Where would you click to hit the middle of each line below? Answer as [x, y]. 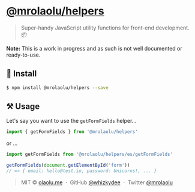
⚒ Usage [23, 107]
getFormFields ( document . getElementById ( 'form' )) [68, 166]
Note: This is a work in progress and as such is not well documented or [94, 48]
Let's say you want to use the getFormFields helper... [71, 121]
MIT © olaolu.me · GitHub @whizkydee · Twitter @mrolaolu [97, 182]
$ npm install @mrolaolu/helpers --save [58, 88]
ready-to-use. [23, 55]
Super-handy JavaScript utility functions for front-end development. [105, 28]
